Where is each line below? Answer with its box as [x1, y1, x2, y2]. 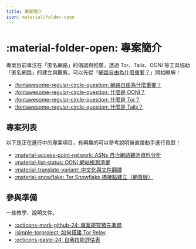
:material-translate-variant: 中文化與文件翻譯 [14, 166, 122, 173]
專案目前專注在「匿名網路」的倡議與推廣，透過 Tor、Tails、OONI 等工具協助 [6, 62, 191, 69]
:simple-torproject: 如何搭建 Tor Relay [14, 229, 106, 236]
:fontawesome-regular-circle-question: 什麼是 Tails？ [14, 103, 144, 110]
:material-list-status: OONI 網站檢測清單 [14, 159, 110, 166]
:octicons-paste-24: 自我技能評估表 [14, 236, 101, 244]
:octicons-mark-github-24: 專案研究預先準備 [14, 221, 122, 229]
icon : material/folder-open [6, 14, 75, 20]
